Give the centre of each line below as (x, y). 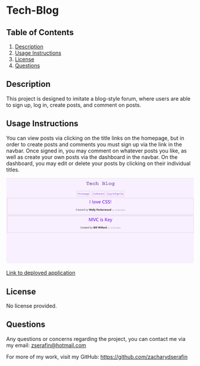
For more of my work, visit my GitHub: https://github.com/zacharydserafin (97, 356)
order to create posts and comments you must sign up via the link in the (94, 144)
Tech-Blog (33, 10)
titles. (13, 170)
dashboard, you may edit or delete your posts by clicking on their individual (99, 163)
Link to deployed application (41, 273)
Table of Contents (40, 32)
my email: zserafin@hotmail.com (46, 345)
